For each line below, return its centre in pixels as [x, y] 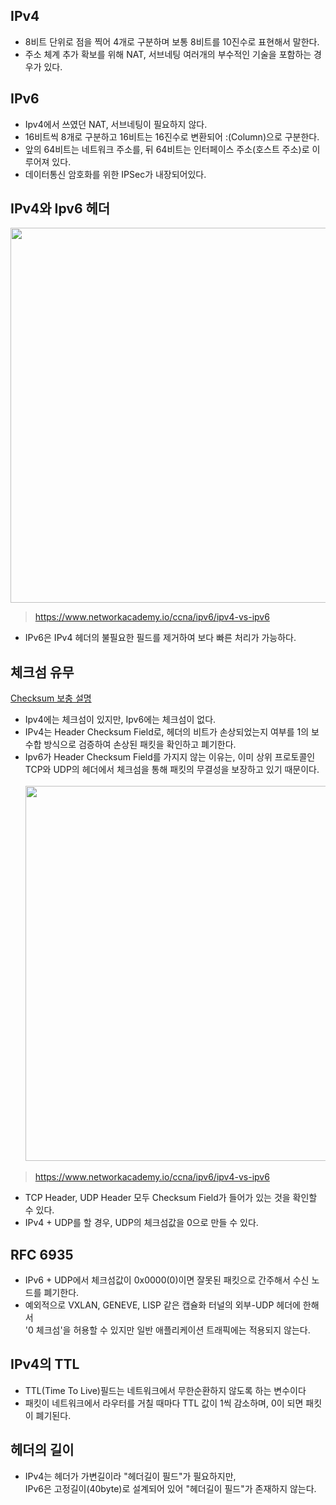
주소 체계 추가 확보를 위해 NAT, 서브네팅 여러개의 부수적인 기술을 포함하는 [168, 54]
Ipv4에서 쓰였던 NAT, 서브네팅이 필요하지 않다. [116, 124]
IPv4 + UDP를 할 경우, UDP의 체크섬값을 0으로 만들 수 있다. [141, 1223]
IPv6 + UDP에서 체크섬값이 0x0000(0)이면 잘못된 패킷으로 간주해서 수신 [167, 1280]
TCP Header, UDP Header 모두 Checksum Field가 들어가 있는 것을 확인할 [171, 1198]
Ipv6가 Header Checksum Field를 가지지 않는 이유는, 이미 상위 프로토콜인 [170, 757]
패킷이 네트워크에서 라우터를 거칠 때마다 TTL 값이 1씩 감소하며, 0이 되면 [164, 1403]
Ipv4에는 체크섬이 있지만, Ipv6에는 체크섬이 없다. [120, 720]
